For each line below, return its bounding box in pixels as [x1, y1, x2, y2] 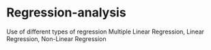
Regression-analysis [6, 5, 127, 21]
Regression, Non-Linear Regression [6, 34, 107, 42]
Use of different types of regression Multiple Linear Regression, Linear [6, 27, 205, 36]
